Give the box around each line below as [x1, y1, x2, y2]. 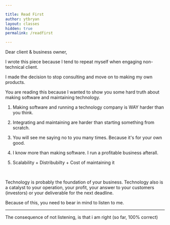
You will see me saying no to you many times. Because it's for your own [12, 134, 162, 141]
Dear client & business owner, [5, 49, 67, 55]
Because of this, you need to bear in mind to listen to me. [5, 200, 124, 206]
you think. [12, 110, 34, 116]
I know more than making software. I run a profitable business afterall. [12, 150, 158, 156]
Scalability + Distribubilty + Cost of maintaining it [12, 160, 115, 166]
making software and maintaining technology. [5, 95, 100, 101]
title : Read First [5, 12, 44, 17]
